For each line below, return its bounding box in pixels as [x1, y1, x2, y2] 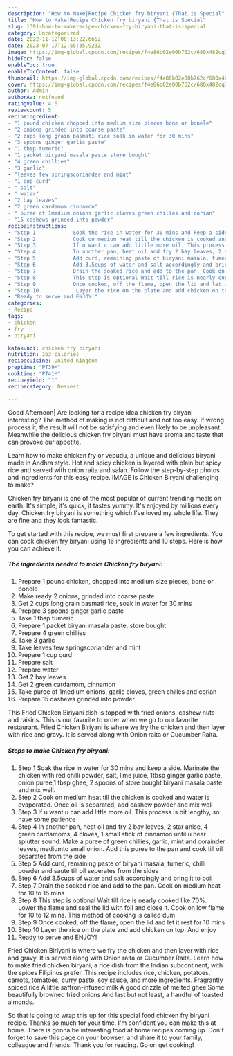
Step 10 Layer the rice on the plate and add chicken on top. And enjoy [17, 926, 216, 934]
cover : [8, 81, 27, 88]
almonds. [8, 998, 35, 1006]
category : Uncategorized [8, 29, 80, 37]
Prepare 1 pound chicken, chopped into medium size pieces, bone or [17, 578, 214, 586]
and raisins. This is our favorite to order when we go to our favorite [8, 716, 198, 724]
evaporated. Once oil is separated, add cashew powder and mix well [17, 800, 213, 809]
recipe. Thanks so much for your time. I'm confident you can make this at [8, 1019, 216, 1027]
